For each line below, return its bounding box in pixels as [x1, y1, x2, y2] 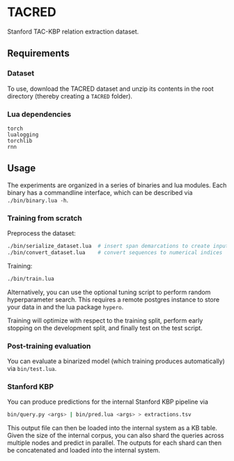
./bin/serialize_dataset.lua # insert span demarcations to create [7, 242, 210, 250]
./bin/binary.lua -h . [7, 196, 69, 204]
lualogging [7, 131, 39, 138]
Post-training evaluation [7, 341, 91, 351]
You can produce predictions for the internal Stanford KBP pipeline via [7, 397, 209, 406]
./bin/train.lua [7, 275, 54, 282]
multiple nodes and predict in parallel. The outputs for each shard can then [7, 439, 222, 447]
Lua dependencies [7, 109, 72, 119]
